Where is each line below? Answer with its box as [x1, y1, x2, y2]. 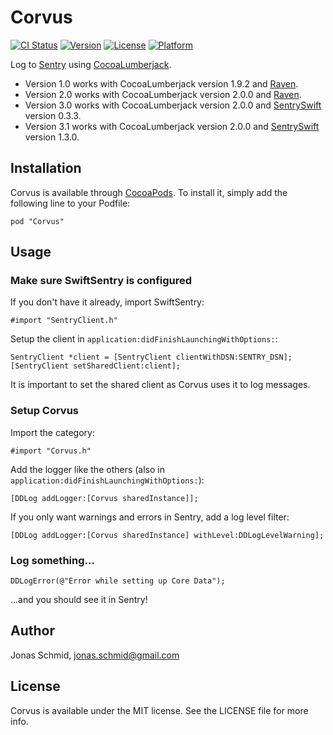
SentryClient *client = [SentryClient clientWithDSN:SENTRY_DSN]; [10, 352, 293, 363]
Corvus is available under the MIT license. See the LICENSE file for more [10, 704, 309, 716]
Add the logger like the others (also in [10, 463, 165, 475]
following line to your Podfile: [10, 197, 131, 209]
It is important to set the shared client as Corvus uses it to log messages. [10, 379, 311, 391]
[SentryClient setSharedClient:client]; [10, 361, 182, 371]
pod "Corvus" [10, 216, 65, 226]
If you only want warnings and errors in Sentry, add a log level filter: [10, 511, 290, 523]
